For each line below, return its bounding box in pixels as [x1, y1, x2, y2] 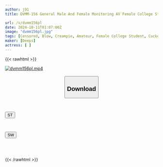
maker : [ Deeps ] [5, 38, 36, 44]
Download [67, 85, 96, 92]
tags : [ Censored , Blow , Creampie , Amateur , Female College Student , [5, 34, 147, 39]
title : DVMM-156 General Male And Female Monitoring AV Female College [5, 12, 153, 16]
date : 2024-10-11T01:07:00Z [5, 25, 62, 30]
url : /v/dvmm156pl [5, 20, 42, 25]
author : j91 [5, 7, 29, 12]
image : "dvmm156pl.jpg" [5, 30, 53, 34]
